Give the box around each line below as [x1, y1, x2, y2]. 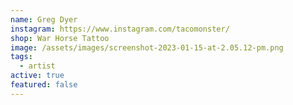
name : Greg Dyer [10, 14, 78, 25]
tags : [10, 52, 33, 62]
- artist [19, 61, 56, 71]
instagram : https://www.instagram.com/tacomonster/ [10, 24, 230, 34]
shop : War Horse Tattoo [10, 33, 110, 43]
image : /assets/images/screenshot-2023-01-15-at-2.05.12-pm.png [10, 42, 284, 53]
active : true [10, 71, 65, 81]
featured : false [10, 80, 78, 90]
